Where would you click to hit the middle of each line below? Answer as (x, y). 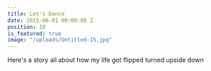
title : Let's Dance (36, 14)
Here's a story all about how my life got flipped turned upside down (105, 60)
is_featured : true (34, 33)
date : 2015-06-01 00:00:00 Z (50, 20)
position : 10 (27, 27)
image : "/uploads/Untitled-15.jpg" (60, 40)
